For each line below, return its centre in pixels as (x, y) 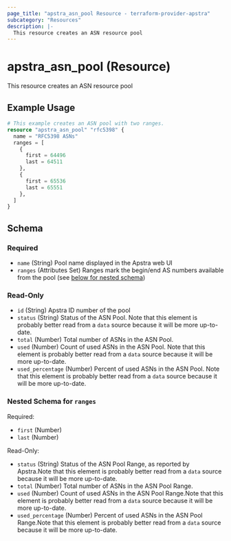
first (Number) (39, 430)
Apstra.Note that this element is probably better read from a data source (119, 471)
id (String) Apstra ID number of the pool (74, 310)
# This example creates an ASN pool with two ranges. (86, 123)
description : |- (30, 26)
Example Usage (41, 108)
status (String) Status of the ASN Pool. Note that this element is (107, 318)
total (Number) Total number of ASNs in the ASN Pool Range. (105, 486)
